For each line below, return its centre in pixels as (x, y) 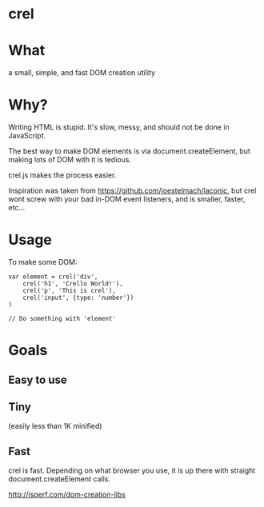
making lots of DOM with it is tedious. (70, 160)
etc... (17, 208)
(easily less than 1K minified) (55, 426)
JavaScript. (27, 136)
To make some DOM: (43, 262)
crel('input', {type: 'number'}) (78, 297)
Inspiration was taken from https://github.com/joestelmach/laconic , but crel (132, 191)
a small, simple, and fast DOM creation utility (82, 73)
